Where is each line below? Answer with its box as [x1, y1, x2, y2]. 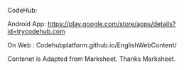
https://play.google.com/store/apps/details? [47, 20, 176, 28]
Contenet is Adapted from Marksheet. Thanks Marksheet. [7, 54, 176, 63]
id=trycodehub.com [7, 28, 65, 35]
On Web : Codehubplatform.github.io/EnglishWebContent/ [7, 41, 177, 49]
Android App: [7, 20, 46, 28]
